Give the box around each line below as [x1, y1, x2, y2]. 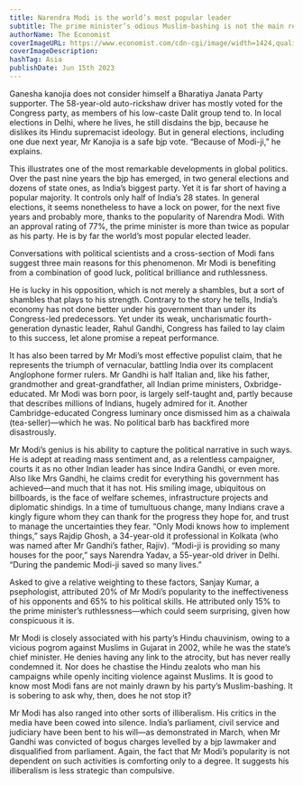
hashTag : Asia [9, 55, 63, 64]
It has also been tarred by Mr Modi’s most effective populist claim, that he [9, 349, 282, 361]
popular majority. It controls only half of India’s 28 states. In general [9, 191, 260, 203]
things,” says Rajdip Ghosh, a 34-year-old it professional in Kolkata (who [9, 530, 279, 541]
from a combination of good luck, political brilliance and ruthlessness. [9, 267, 269, 278]
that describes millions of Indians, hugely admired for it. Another [9, 398, 248, 409]
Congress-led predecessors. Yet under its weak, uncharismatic [9, 313, 244, 324]
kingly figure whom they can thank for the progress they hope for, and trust [9, 511, 289, 522]
